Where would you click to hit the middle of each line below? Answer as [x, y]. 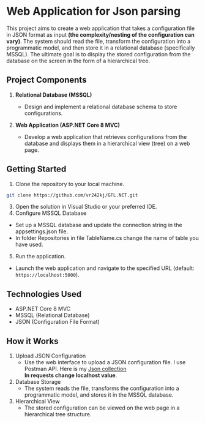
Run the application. [40, 256]
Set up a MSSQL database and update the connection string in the [99, 225]
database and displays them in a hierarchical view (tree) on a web [107, 143]
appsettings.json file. [42, 231]
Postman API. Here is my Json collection [75, 369]
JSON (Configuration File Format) [57, 322]
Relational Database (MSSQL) [54, 95]
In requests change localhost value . [71, 375]
